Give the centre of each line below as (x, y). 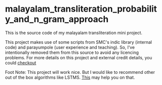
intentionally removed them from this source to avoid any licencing (72, 52)
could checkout (21, 63)
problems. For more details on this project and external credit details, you (79, 57)
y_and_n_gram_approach (57, 19)
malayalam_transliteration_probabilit (81, 9)
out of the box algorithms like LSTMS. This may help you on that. (70, 77)
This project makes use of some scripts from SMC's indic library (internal (79, 42)
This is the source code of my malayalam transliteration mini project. (74, 33)
